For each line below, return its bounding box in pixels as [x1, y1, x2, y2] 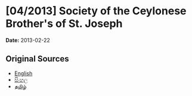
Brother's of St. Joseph [5, 17, 123, 30]
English [14, 70, 33, 77]
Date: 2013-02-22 [5, 36, 50, 44]
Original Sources [5, 54, 69, 64]
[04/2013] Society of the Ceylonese [5, 4, 187, 18]
